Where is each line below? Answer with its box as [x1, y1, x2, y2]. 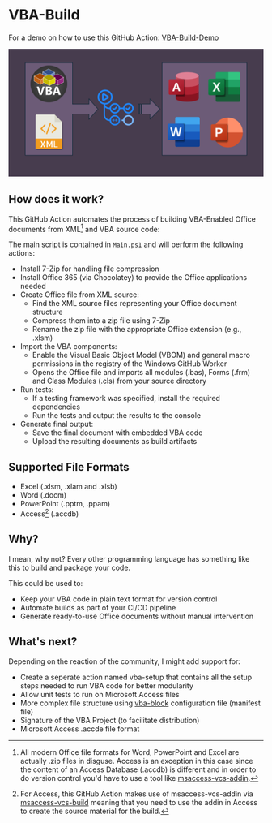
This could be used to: [8, 578, 83, 588]
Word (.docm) [19, 490, 67, 500]
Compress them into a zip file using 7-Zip [32, 316, 171, 325]
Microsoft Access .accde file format [19, 724, 140, 734]
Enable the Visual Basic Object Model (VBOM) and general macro [32, 351, 251, 360]
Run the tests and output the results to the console [32, 411, 202, 420]
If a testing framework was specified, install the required [32, 394, 221, 403]
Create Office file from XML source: [19, 290, 139, 299]
